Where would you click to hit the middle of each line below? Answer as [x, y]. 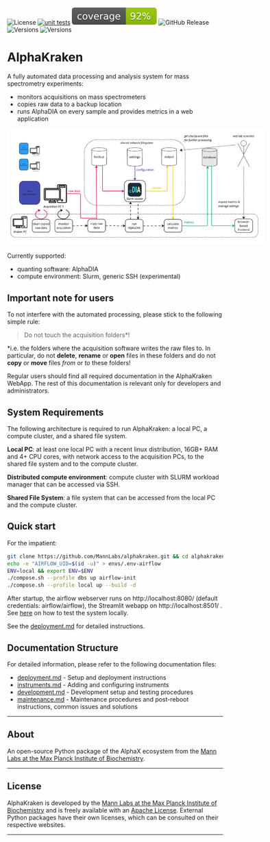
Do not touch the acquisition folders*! [77, 335]
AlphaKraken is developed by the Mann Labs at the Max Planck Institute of [112, 803]
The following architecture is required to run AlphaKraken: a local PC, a [107, 429]
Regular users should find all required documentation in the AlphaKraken [110, 376]
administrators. [28, 391]
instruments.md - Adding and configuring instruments [93, 685]
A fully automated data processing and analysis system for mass [98, 76]
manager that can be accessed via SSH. [64, 484]
